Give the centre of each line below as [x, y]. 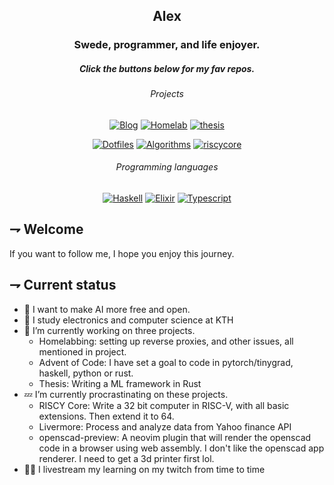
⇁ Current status [63, 285]
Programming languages [167, 167]
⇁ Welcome [46, 229]
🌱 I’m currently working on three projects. [109, 330]
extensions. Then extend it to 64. [106, 416]
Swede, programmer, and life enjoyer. [167, 45]
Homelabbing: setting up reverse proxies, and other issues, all [166, 341]
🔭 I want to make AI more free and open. [107, 309]
